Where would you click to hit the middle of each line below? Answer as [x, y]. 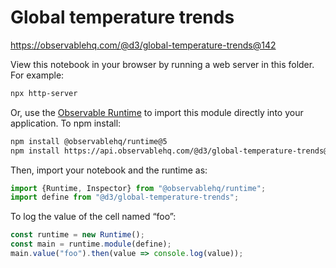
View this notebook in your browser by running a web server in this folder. [162, 64]
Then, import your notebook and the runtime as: [109, 170]
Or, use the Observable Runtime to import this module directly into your [157, 112]
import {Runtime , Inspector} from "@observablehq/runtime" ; [138, 188]
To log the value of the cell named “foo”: [93, 217]
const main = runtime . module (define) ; [91, 244]
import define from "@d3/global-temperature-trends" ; [125, 197]
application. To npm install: [66, 123]
